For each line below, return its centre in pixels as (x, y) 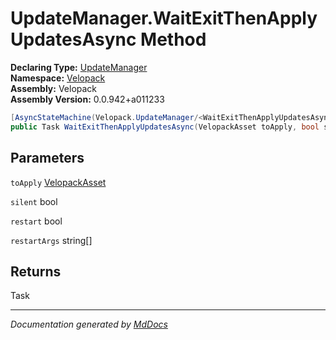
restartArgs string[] (51, 240)
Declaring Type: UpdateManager (79, 67)
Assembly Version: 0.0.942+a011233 (87, 99)
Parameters (47, 158)
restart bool (36, 221)
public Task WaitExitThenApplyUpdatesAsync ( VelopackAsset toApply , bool (165, 127)
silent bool (34, 201)
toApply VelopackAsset (58, 182)
